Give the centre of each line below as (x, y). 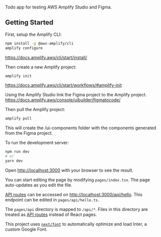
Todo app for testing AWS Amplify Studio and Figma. (59, 7)
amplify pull (18, 118)
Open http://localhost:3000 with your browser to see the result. (69, 170)
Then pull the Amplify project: (35, 110)
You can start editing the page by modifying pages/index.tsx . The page (78, 179)
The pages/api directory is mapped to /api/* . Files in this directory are (77, 209)
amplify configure (24, 48)
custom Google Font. (26, 229)
